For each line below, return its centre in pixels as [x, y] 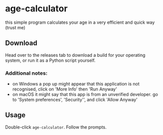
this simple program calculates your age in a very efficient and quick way [80, 22]
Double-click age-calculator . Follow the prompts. [56, 127]
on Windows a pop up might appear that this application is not [76, 84]
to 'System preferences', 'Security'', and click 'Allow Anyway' [75, 100]
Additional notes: [26, 73]
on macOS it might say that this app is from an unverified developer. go [85, 94]
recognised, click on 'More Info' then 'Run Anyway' [65, 89]
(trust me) [15, 27]
